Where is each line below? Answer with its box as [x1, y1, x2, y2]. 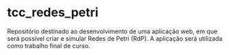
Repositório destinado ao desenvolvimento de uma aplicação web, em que [7, 27, 218, 35]
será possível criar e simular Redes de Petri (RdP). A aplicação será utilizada [7, 34, 223, 42]
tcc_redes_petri [7, 5, 99, 20]
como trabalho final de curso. [7, 41, 91, 50]
